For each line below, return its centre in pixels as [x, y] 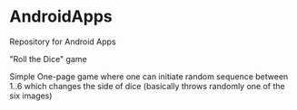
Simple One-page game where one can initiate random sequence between [149, 76]
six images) [31, 96]
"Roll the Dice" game [49, 59]
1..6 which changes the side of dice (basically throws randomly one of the [147, 86]
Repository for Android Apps [63, 41]
